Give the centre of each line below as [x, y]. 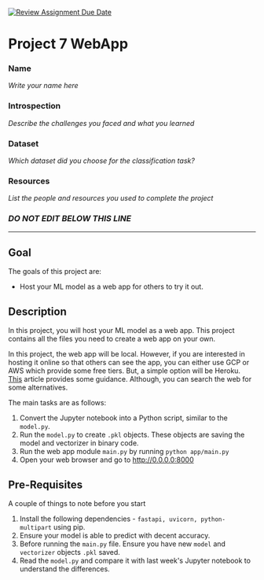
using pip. [70, 527]
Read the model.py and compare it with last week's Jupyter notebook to [135, 561]
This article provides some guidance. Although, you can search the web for [130, 379]
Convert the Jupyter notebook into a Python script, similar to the [123, 418]
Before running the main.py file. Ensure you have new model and [123, 544]
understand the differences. [64, 569]
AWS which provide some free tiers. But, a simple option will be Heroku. [125, 371]
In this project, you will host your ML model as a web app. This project [121, 331]
